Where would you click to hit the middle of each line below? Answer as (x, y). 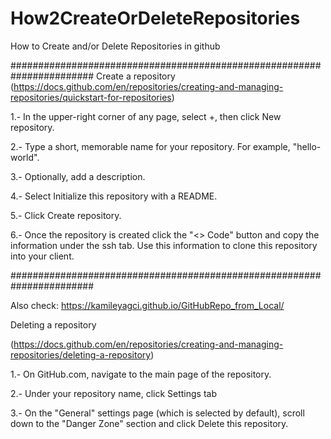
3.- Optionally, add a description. (78, 176)
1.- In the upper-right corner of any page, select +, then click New (146, 116)
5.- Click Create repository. (66, 215)
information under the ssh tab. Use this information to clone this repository (164, 245)
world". (25, 157)
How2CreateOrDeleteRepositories (155, 18)
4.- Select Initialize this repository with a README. (114, 196)
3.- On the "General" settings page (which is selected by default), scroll (157, 413)
